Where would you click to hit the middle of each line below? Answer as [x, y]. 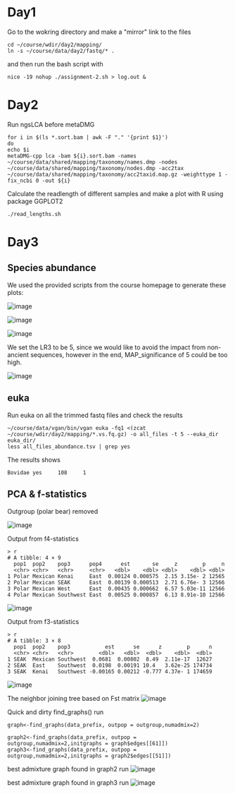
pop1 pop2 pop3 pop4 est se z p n [119, 564]
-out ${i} [56, 181]
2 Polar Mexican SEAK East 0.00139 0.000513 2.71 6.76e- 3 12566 [116, 582]
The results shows [34, 459]
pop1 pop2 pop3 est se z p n [113, 646]
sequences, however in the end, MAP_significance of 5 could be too [129, 354]
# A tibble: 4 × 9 [34, 558]
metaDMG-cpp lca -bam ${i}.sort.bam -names [72, 156]
